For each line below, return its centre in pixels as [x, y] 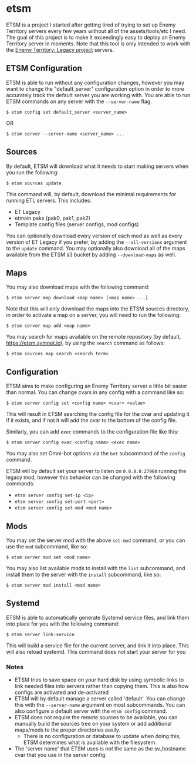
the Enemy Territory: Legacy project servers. [60, 49]
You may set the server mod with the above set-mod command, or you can [96, 540]
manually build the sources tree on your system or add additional [93, 724]
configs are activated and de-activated [62, 692]
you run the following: [32, 172]
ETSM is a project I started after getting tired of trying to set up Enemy [91, 25]
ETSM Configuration [44, 69]
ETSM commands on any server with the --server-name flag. [79, 101]
